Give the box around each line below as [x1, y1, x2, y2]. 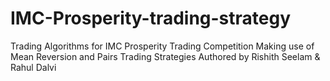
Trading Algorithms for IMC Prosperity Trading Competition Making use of [10, 40, 315, 52]
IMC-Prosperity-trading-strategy [10, 7, 292, 30]
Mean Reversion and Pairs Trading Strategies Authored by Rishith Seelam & [10, 50, 321, 62]
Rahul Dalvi [10, 61, 57, 73]
